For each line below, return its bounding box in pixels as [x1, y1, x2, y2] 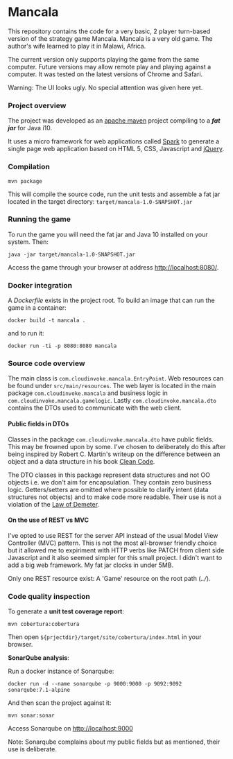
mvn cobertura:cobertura [8, 621, 80, 628]
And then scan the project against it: [8, 699, 112, 707]
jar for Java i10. [8, 124, 53, 132]
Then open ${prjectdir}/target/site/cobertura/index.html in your [8, 633, 202, 641]
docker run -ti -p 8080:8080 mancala [8, 342, 117, 350]
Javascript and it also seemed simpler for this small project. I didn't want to [8, 553, 223, 561]
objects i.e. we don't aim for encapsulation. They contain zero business [8, 478, 212, 486]
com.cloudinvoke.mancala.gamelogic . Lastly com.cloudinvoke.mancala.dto [8, 396, 217, 405]
